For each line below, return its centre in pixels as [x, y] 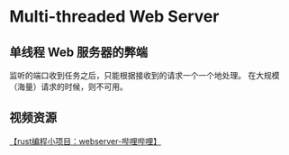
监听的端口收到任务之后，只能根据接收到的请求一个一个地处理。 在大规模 [144, 75]
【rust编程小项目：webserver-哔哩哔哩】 [86, 141]
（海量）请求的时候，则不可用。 [68, 87]
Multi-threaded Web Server [114, 17]
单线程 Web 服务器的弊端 [79, 52]
